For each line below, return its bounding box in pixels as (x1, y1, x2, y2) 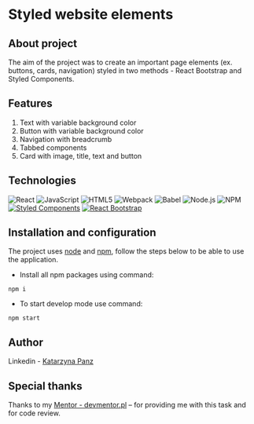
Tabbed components (19, 143, 87, 152)
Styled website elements (8, 5, 174, 24)
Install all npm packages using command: (19, 270, 154, 280)
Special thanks (8, 379, 83, 393)
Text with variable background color (19, 118, 137, 127)
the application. (8, 255, 59, 265)
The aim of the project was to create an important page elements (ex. (8, 57, 233, 67)
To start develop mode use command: (19, 299, 143, 309)
